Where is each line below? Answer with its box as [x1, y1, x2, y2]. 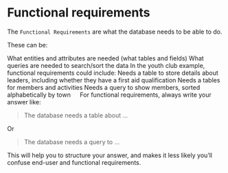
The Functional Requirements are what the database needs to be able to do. [7, 27, 223, 36]
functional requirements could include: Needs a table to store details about [7, 69, 218, 77]
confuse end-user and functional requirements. [7, 158, 141, 166]
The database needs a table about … [23, 111, 128, 119]
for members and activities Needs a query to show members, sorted [7, 83, 201, 91]
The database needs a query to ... [23, 137, 120, 146]
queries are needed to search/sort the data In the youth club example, [7, 61, 205, 69]
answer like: [7, 97, 41, 106]
